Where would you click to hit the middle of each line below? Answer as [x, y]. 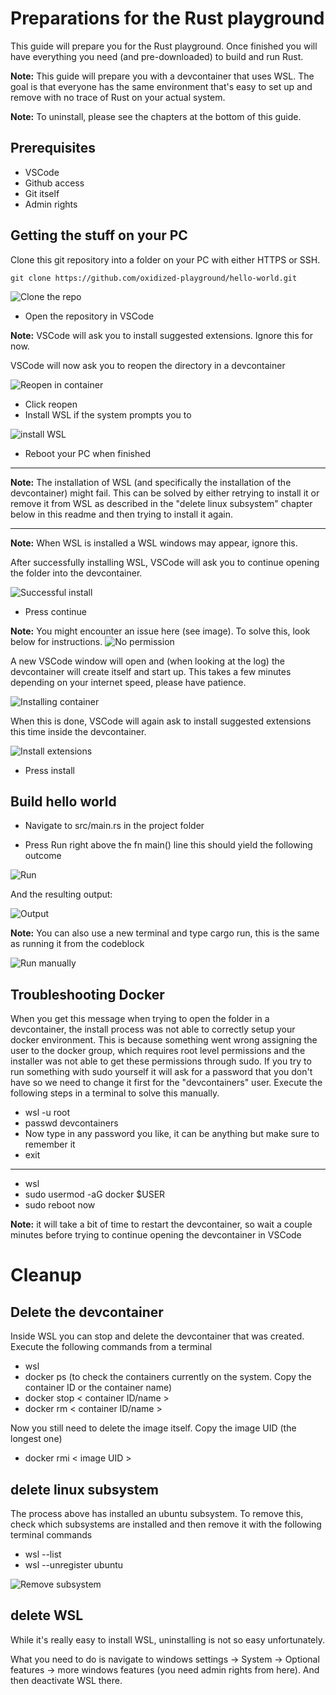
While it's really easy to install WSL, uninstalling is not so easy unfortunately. [167, 1639]
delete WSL [47, 1615]
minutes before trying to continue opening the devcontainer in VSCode [156, 1235]
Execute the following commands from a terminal [111, 1347]
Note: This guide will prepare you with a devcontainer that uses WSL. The [162, 76]
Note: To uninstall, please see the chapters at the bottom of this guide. [156, 116]
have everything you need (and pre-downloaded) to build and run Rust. [157, 56]
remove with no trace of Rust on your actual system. [118, 97]
